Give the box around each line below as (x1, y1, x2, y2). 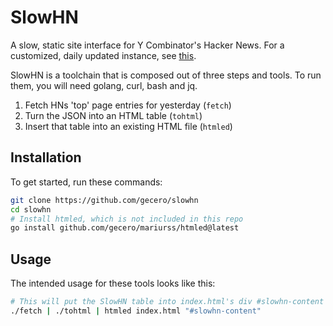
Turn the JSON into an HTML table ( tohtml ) (24, 109, 203, 121)
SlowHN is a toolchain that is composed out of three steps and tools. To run (10, 69, 322, 81)
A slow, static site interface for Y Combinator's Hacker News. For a (10, 39, 285, 51)
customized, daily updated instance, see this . (10, 49, 197, 61)
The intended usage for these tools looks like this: (10, 277, 216, 290)
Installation (10, 149, 82, 166)
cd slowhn (10, 204, 52, 215)
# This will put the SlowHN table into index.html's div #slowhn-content (10, 297, 325, 307)
